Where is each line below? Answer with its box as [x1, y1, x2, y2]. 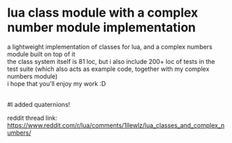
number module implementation [7, 19, 196, 35]
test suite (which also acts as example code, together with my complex [7, 65, 210, 73]
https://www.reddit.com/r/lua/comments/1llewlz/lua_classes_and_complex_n [7, 121, 225, 129]
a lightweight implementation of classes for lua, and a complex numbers [7, 42, 213, 51]
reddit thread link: [7, 113, 57, 122]
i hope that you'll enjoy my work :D [7, 79, 106, 87]
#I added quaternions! [7, 100, 71, 108]
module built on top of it [7, 50, 75, 58]
